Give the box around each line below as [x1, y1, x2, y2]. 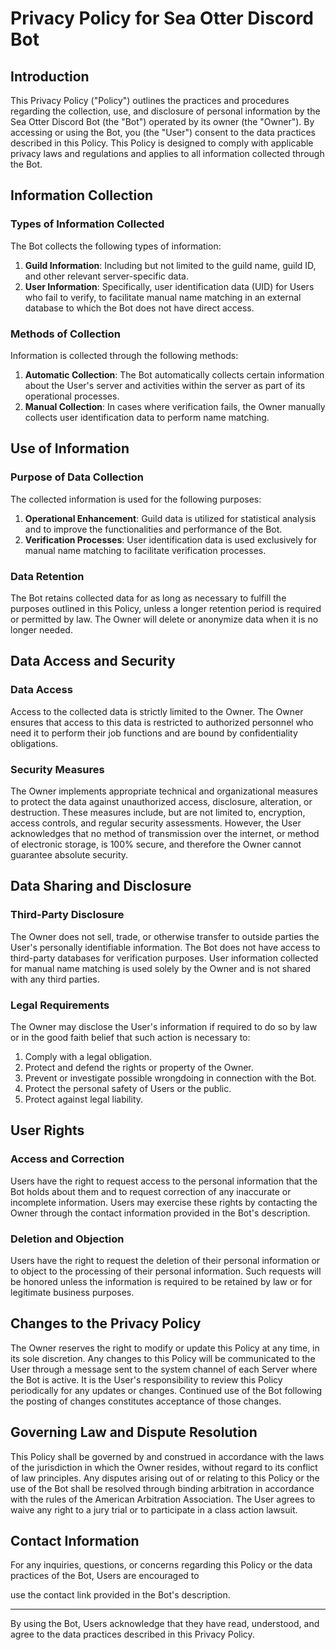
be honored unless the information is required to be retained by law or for [10, 1275, 313, 1287]
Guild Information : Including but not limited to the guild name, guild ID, [24, 259, 317, 271]
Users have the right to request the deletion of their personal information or [10, 1254, 321, 1266]
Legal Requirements [10, 998, 110, 1012]
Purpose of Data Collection [10, 470, 144, 484]
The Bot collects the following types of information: [10, 240, 222, 252]
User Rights [10, 1122, 85, 1139]
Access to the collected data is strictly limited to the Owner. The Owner [10, 705, 304, 717]
